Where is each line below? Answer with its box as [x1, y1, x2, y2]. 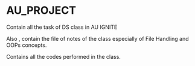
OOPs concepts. [6, 41, 47, 49]
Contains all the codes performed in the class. [6, 53, 121, 60]
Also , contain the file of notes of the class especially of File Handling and [6, 35, 189, 42]
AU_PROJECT [6, 4, 77, 17]
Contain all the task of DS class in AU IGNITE [6, 23, 118, 31]
